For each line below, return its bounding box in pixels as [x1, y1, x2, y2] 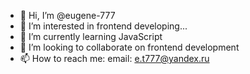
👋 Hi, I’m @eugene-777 [19, 10, 116, 21]
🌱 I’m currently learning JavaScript [19, 31, 163, 42]
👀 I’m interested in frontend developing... [19, 20, 188, 32]
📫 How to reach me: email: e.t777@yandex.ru [19, 53, 210, 64]
